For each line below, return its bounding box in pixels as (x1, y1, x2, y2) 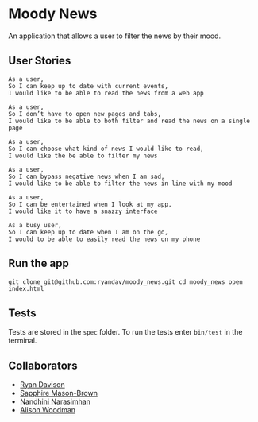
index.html (8, 285, 44, 292)
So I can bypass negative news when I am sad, (8, 172, 165, 180)
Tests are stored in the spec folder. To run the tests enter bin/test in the (8, 327, 243, 337)
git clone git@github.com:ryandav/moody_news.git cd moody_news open (8, 277, 244, 286)
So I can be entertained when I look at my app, (8, 200, 172, 208)
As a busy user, (8, 221, 62, 229)
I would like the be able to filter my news (8, 152, 158, 160)
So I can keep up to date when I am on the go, (8, 228, 169, 236)
